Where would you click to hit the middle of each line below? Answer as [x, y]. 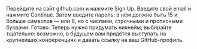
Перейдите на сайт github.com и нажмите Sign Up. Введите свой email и [99, 9]
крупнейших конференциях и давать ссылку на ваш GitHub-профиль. [95, 40]
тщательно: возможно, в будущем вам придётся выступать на [86, 34]
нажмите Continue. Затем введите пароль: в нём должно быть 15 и [92, 15]
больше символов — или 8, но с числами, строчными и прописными [95, 21]
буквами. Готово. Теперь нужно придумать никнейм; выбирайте [89, 27]
